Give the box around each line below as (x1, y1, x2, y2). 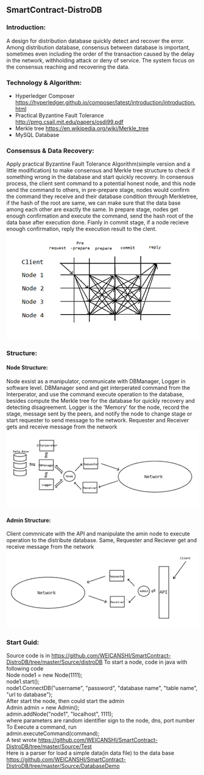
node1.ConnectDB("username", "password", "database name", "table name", (6, 684, 198, 691)
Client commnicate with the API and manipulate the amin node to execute (6, 530, 191, 537)
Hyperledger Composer (15, 92, 75, 100)
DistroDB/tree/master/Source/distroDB (6, 658, 103, 666)
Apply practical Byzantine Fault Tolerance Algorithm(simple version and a (6, 160, 191, 167)
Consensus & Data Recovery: (6, 146, 94, 155)
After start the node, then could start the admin (6, 697, 125, 705)
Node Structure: (6, 364, 48, 372)
